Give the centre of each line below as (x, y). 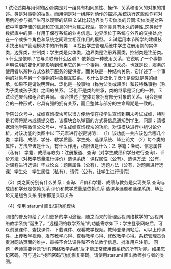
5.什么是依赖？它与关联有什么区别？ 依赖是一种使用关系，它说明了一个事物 (83, 58)
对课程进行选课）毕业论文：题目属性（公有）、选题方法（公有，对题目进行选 (84, 165)
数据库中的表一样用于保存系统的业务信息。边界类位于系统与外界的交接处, (82, 33)
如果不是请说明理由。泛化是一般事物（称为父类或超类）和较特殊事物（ (88, 84)
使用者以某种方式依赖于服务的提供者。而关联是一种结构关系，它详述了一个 (83, 71)
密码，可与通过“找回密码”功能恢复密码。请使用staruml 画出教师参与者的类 (87, 255)
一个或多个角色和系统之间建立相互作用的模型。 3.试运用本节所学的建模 (83, 39)
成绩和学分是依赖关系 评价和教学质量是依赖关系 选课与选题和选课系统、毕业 (84, 189)
